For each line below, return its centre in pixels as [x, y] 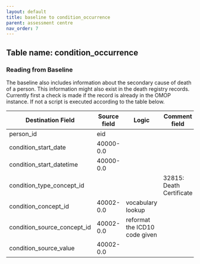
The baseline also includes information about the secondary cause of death [99, 82]
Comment [178, 116]
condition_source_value [42, 248]
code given [142, 235]
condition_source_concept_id [50, 227]
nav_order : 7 [22, 28]
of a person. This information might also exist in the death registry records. [98, 89]
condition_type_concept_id [47, 185]
